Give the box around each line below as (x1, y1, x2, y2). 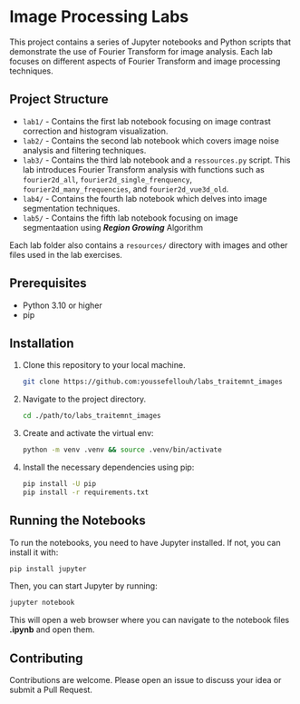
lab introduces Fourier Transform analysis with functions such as (22, 164, 265, 174)
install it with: (9, 547, 59, 558)
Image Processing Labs (9, 6, 189, 27)
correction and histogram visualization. (22, 125, 169, 136)
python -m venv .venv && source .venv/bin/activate (22, 445, 222, 455)
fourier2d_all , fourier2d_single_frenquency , (22, 174, 193, 184)
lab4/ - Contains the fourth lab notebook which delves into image (22, 193, 267, 203)
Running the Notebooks (9, 513, 147, 529)
